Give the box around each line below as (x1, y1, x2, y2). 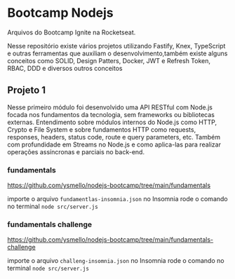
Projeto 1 (7, 84, 46, 96)
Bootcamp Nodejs (7, 5, 114, 21)
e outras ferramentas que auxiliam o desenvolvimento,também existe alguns (7, 49, 228, 57)
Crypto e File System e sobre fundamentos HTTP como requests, (7, 125, 196, 134)
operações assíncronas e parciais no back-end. (7, 147, 145, 156)
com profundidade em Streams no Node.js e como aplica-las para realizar (7, 140, 221, 149)
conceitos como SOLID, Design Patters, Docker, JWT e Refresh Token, (7, 56, 211, 64)
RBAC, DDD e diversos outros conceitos (7, 64, 123, 72)
